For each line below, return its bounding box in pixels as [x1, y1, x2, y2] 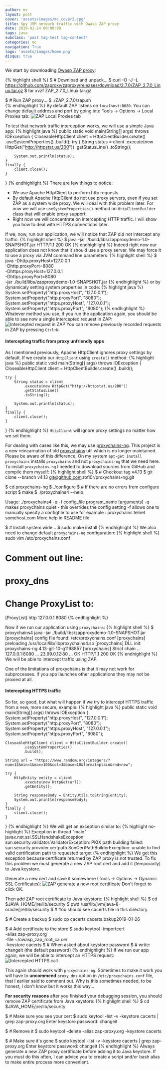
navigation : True [5, 44, 41, 49]
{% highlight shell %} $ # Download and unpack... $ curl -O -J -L [5, 77, 139, 83]
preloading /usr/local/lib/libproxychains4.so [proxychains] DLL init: [5, 640, 142, 646]
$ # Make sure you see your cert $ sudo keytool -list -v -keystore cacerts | [5, 1013, 159, 1019]
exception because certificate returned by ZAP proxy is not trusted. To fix [5, 855, 156, 861]
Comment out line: [5, 552, 84, 564]
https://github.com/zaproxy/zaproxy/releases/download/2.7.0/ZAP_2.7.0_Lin [5, 82, 161, 88]
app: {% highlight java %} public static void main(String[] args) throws [5, 128, 149, 134]
